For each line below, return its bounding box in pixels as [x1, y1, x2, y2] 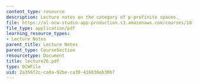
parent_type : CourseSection [6, 47, 76, 53]
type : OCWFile [6, 63, 41, 70]
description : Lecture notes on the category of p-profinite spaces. [6, 14, 179, 20]
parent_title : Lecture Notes [6, 42, 78, 48]
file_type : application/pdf [6, 25, 76, 31]
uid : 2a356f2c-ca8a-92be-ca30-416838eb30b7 [6, 69, 115, 75]
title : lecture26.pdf [6, 58, 60, 64]
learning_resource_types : [6, 31, 70, 37]
